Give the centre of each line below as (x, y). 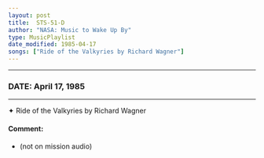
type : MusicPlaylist (42, 37)
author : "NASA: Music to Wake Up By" (70, 30)
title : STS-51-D (37, 23)
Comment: (26, 128)
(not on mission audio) (56, 146)
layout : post (29, 15)
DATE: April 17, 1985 (46, 86)
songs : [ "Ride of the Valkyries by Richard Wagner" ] (96, 52)
